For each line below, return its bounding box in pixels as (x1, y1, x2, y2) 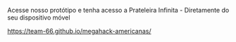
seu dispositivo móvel (7, 13, 70, 22)
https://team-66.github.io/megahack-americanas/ (7, 27, 151, 35)
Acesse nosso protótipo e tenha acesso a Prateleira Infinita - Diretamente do (7, 6, 230, 14)
